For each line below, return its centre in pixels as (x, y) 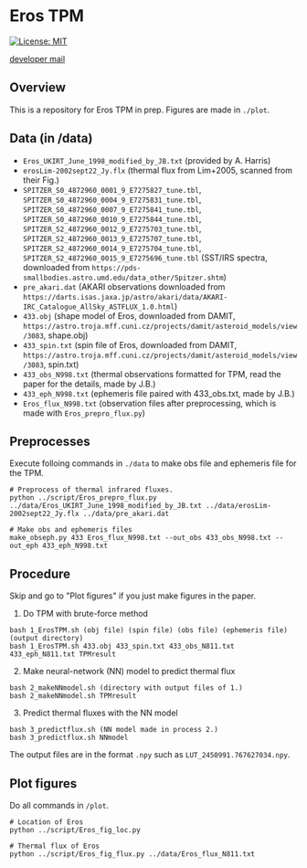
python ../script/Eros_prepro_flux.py (83, 498)
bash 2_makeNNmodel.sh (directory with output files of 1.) (127, 688)
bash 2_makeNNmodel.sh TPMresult (73, 696)
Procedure (40, 573)
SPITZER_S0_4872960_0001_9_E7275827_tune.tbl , (112, 189)
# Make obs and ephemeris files (71, 530)
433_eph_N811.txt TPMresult (63, 654)
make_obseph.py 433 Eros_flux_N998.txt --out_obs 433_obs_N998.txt (141, 538)
